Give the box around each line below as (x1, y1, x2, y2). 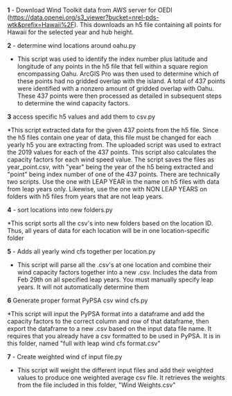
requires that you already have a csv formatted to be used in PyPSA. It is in (7, 332, 221, 340)
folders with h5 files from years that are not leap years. (7, 192, 164, 200)
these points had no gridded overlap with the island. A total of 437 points (17, 77, 226, 85)
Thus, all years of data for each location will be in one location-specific (7, 227, 210, 234)
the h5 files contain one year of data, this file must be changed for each (7, 133, 212, 141)
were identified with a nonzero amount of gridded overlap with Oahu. (17, 85, 215, 92)
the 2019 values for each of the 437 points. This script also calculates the (7, 148, 217, 156)
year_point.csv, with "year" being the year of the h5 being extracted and (7, 163, 213, 171)
